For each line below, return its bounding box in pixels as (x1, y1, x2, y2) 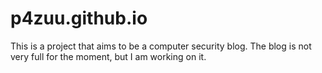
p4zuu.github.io (10, 7, 148, 30)
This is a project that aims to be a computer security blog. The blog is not (10, 40, 312, 52)
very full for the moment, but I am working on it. (10, 50, 207, 62)
